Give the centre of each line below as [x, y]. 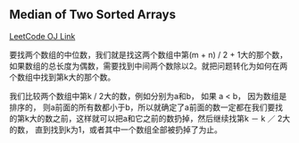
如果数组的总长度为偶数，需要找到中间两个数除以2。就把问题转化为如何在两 [149, 65]
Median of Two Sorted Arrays [93, 15]
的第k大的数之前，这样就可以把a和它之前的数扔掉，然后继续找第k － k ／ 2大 [150, 118]
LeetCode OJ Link [42, 36]
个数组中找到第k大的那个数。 [62, 77]
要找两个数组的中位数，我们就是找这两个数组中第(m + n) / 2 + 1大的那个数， [149, 55]
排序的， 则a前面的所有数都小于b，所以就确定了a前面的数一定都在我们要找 [146, 107]
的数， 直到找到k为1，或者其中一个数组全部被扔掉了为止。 [116, 130]
